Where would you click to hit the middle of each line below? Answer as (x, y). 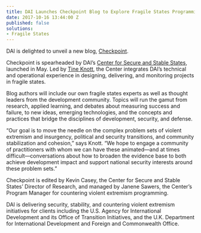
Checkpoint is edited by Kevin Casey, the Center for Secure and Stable (93, 180)
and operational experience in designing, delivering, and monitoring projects (100, 75)
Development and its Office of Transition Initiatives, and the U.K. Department (100, 217)
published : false (28, 23)
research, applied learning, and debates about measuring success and (93, 106)
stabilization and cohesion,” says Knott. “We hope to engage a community (97, 143)
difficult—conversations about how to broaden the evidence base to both (96, 156)
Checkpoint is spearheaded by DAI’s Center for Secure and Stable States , (97, 63)
